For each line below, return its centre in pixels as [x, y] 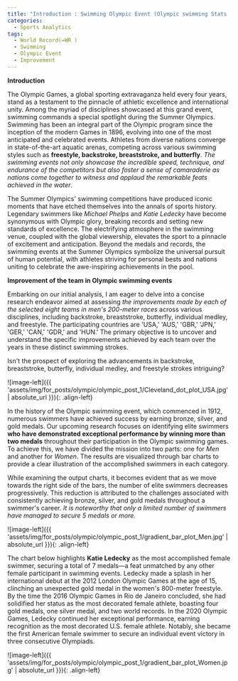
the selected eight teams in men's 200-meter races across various [105, 309]
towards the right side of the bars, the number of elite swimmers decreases [118, 485]
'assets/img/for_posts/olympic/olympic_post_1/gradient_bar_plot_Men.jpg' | [118, 537]
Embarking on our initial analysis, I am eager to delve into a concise [106, 294]
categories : [25, 21]
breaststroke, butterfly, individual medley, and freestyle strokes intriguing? [116, 368]
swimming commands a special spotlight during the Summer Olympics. [111, 117]
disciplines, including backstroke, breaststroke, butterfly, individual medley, [118, 316]
